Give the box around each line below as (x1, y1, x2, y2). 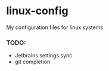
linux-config (6, 4, 68, 18)
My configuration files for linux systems (6, 24, 103, 31)
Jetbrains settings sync (14, 52, 73, 59)
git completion (14, 58, 51, 66)
